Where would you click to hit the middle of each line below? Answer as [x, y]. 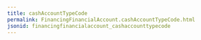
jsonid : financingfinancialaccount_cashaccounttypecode [89, 26]
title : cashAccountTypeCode [47, 13]
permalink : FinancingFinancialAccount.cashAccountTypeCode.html [101, 20]
